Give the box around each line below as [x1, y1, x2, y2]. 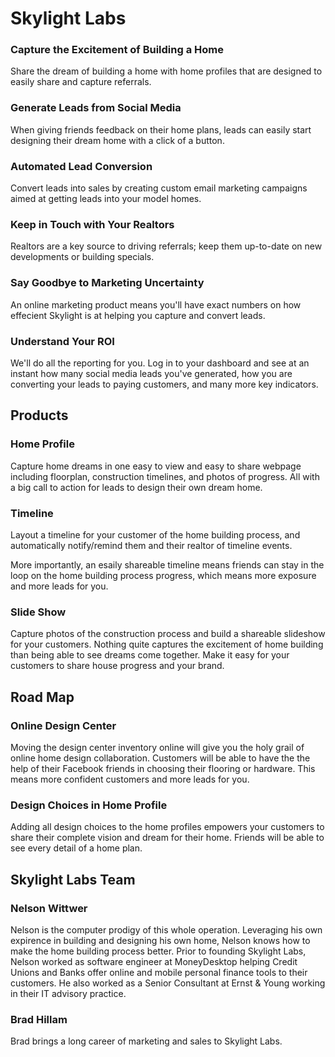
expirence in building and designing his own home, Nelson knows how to [10, 934, 311, 946]
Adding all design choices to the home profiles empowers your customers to [10, 821, 325, 833]
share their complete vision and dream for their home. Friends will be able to [10, 832, 325, 844]
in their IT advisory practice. [10, 987, 127, 999]
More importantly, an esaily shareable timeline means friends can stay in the [10, 558, 325, 571]
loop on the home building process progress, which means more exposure [10, 569, 317, 581]
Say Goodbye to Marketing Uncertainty [10, 276, 205, 290]
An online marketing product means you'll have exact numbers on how [10, 298, 302, 311]
